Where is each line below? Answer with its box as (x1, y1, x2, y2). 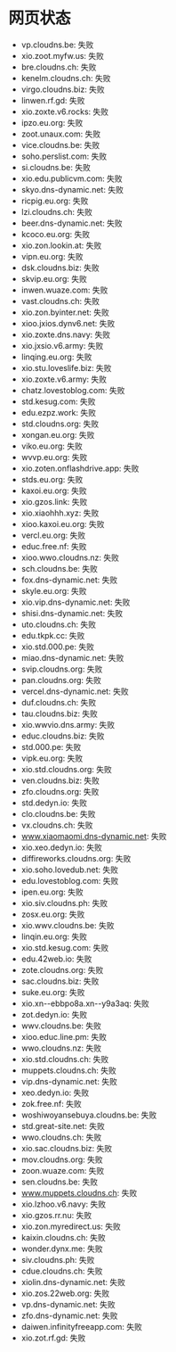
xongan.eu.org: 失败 (20, 429, 95, 440)
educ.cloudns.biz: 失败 (20, 730, 105, 741)
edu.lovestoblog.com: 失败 (20, 875, 119, 886)
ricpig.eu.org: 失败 (20, 195, 89, 206)
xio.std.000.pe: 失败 (20, 641, 95, 652)
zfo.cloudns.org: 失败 (20, 786, 100, 796)
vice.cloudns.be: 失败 (20, 139, 100, 150)
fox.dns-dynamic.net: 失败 (20, 574, 118, 585)
